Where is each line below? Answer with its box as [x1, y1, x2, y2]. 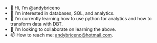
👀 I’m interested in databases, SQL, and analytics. [10, 10, 115, 16]
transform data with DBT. [10, 21, 63, 27]
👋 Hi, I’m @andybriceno [10, 5, 60, 11]
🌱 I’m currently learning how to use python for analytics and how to [10, 16, 152, 21]
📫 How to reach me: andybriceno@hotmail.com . [10, 32, 114, 38]
